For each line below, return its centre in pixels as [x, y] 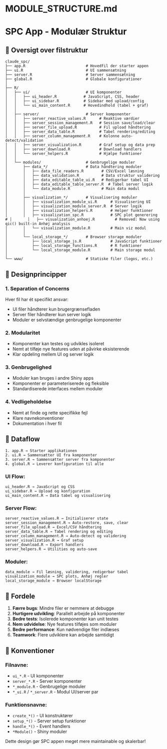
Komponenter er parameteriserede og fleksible [60, 383]
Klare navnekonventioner [38, 418]
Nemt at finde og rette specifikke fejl [50, 413]
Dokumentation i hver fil [37, 423]
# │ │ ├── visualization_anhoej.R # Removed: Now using [82, 219]
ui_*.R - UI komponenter [38, 676]
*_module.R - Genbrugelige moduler [49, 686]
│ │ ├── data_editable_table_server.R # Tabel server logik [79, 184]
